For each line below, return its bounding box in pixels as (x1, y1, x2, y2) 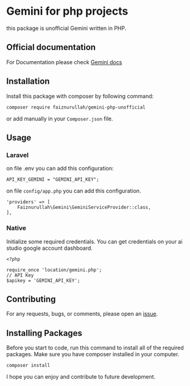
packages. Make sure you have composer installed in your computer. (6, 351, 180, 358)
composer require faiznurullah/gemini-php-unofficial (6, 104, 146, 111)
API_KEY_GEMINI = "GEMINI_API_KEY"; (6, 177, 99, 183)
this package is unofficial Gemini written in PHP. (6, 24, 127, 32)
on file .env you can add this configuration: (6, 165, 114, 172)
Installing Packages (6, 328, 82, 338)
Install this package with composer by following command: (6, 92, 154, 100)
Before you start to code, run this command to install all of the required (6, 344, 184, 352)
